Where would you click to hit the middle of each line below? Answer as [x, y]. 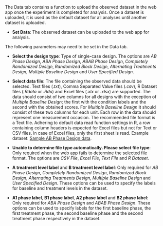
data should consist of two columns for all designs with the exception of [84, 97]
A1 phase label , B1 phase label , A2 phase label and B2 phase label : [80, 198]
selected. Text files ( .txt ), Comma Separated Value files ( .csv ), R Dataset [84, 86]
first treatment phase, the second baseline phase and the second [77, 213]
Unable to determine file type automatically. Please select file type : [81, 148]
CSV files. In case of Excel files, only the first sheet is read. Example [80, 133]
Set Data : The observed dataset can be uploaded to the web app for [81, 32]
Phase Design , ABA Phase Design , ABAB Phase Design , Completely [80, 61]
